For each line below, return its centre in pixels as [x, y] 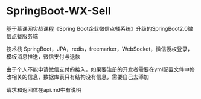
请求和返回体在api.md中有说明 [44, 89]
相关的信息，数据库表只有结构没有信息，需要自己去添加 [80, 77]
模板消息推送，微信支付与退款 [43, 56]
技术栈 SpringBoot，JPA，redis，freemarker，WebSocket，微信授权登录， [100, 49]
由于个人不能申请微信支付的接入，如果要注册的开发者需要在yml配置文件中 [98, 69]
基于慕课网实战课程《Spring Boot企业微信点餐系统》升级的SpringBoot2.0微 [100, 28]
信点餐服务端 [22, 36]
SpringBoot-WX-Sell [59, 11]
